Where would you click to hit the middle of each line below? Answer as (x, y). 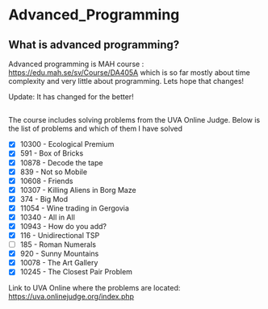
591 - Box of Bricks (52, 153)
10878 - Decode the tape (61, 162)
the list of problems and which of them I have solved (96, 129)
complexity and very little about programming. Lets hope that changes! (126, 81)
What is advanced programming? (94, 45)
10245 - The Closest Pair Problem (76, 272)
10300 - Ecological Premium (67, 144)
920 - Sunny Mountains (59, 254)
